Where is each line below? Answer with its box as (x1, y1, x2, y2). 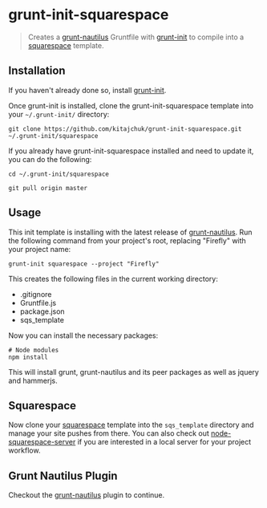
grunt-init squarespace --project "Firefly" (8, 259, 160, 268)
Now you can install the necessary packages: (8, 331, 159, 340)
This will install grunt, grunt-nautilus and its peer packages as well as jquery (8, 367, 259, 376)
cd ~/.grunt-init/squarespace (8, 170, 110, 178)
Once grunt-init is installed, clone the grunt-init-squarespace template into (8, 100, 254, 110)
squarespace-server (8, 437, 76, 447)
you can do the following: (8, 154, 92, 164)
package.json (19, 307, 66, 316)
